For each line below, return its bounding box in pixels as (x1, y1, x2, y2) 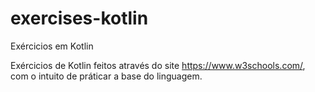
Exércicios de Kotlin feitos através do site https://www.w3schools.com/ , (10, 59, 306, 71)
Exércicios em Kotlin (10, 40, 94, 52)
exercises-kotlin (10, 7, 149, 30)
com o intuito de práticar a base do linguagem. (10, 70, 203, 82)
